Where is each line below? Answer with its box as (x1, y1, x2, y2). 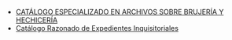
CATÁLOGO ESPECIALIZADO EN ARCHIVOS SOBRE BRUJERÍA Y (15, 8, 224, 16)
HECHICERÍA (15, 15, 58, 25)
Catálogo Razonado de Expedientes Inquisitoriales (15, 24, 179, 32)
